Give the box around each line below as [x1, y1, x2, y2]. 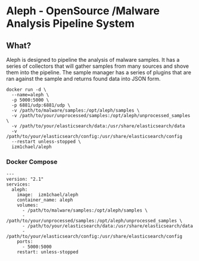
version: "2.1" [6, 177, 44, 183]
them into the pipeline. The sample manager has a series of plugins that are [6, 69, 192, 76]
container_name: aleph [17, 197, 73, 203]
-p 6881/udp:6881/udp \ [11, 102, 70, 108]
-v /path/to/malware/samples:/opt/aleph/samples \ [11, 108, 140, 114]
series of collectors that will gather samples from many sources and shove [6, 62, 189, 70]
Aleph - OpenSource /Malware [6, 4, 160, 18]
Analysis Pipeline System [6, 17, 135, 30]
